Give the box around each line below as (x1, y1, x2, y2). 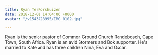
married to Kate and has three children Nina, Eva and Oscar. (5, 45, 127, 51)
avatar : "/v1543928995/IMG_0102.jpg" (5, 16, 83, 21)
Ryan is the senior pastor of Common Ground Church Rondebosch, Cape (5, 34, 154, 40)
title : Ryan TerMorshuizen (5, 7, 61, 12)
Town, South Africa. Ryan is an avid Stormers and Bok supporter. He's (5, 39, 148, 45)
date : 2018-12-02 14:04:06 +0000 (5, 12, 74, 17)
